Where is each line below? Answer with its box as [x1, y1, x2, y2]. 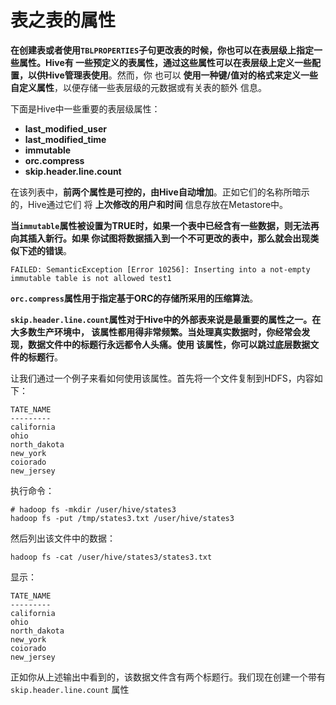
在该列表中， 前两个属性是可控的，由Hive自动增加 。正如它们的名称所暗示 [10, 186, 310, 198]
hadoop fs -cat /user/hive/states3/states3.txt [10, 552, 213, 562]
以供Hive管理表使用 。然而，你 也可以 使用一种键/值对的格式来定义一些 [27, 69, 319, 81]
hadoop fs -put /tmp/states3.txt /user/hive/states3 [10, 513, 235, 523]
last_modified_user [24, 122, 107, 135]
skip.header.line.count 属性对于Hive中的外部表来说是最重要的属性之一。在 [10, 313, 322, 325]
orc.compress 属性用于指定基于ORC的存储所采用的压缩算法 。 [10, 292, 259, 304]
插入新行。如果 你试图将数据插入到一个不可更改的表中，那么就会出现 [27, 232, 311, 244]
